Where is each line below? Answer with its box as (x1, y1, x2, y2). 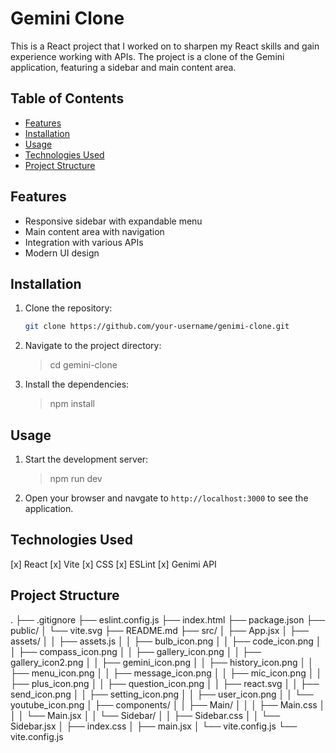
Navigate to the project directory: (24, 340, 162, 352)
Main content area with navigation (24, 225, 165, 237)
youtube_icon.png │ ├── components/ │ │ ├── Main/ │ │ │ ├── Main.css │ (10, 698, 326, 711)
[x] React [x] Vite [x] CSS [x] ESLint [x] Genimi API (10, 558, 217, 570)
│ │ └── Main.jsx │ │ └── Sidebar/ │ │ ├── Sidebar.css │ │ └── (10, 709, 281, 721)
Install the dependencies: (24, 378, 130, 391)
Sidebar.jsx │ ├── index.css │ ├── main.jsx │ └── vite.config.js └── (10, 720, 298, 732)
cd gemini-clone (49, 359, 118, 371)
